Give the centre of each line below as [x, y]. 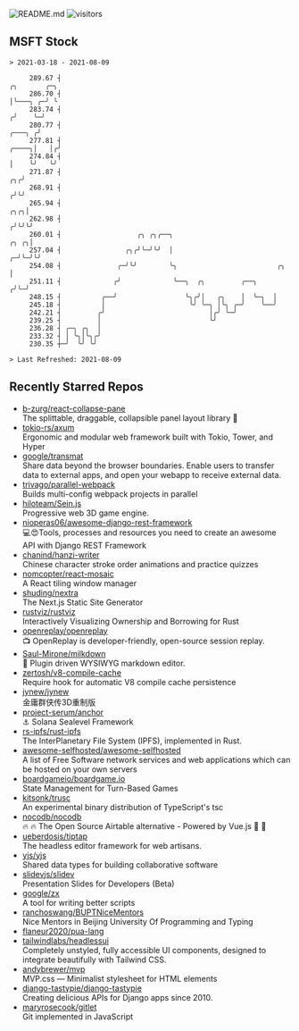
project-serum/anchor [63, 712]
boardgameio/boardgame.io [74, 778]
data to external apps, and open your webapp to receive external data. [152, 474]
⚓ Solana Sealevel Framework [78, 721]
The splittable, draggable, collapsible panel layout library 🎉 [130, 418]
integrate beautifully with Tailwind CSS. [94, 960]
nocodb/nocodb [52, 817]
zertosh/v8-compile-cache [72, 672]
